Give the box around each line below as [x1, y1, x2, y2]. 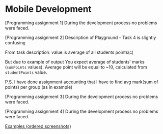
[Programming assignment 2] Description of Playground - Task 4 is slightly [5, 34, 156, 40]
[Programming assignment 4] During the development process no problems [5, 108, 159, 114]
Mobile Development [5, 3, 92, 15]
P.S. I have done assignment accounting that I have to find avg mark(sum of [5, 79, 159, 85]
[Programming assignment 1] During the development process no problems [5, 20, 157, 26]
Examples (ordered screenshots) [5, 123, 71, 129]
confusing [5, 39, 26, 45]
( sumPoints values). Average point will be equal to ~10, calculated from [5, 64, 147, 70]
